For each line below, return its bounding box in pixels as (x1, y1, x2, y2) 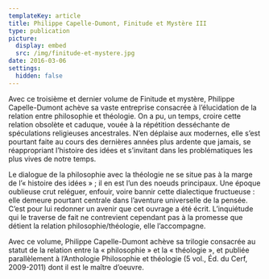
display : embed (15, 42, 67, 50)
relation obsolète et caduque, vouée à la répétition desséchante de (8, 119, 230, 129)
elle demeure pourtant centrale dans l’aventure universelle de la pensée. (8, 195, 248, 205)
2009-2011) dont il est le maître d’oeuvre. (8, 262, 145, 272)
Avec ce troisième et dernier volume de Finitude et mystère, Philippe (8, 94, 235, 103)
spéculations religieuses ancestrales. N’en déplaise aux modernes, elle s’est (8, 128, 261, 138)
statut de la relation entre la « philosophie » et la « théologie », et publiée (8, 245, 250, 255)
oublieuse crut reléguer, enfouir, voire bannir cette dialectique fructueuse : (8, 186, 255, 196)
